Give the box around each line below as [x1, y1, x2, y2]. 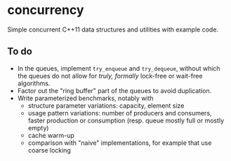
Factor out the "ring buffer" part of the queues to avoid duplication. [17, 86, 212, 94]
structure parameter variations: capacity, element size [27, 101, 185, 110]
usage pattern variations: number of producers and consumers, [27, 108, 212, 117]
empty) [27, 123, 49, 132]
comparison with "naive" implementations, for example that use [27, 139, 212, 147]
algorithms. [17, 79, 51, 87]
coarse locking [27, 146, 72, 154]
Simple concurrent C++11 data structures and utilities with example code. [7, 25, 219, 34]
